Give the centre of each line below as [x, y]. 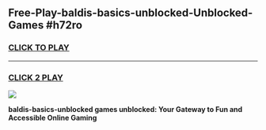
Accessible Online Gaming [53, 117]
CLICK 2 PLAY [36, 77]
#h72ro [65, 26]
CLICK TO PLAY [39, 48]
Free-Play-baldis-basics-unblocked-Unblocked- [131, 13]
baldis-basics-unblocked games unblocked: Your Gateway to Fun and [125, 109]
